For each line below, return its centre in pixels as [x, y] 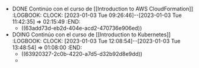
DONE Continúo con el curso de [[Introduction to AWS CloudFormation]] [103, 9]
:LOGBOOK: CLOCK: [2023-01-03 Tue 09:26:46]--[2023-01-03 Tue [97, 15]
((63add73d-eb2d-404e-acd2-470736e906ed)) [82, 28]
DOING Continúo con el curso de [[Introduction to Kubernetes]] [91, 35]
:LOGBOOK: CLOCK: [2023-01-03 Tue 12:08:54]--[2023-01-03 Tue [96, 41]
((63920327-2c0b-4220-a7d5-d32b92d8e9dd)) [82, 54]
